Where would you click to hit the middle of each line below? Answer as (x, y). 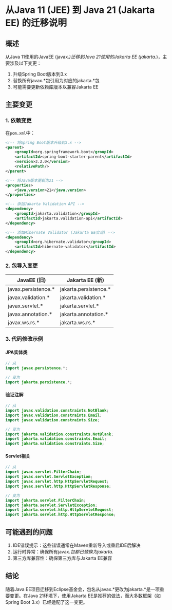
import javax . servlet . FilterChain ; (43, 472)
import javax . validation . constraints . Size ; (53, 420)
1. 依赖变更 (18, 121)
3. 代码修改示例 (24, 339)
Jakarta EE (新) (85, 280)
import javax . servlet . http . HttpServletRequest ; (57, 482)
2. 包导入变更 (22, 266)
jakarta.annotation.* (84, 315)
